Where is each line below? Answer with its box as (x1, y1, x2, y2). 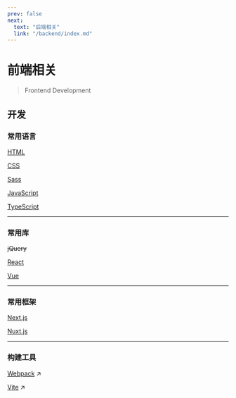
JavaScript (7, 188, 39, 197)
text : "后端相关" (13, 23, 60, 30)
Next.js (7, 313, 28, 322)
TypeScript (7, 202, 39, 211)
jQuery (7, 244, 27, 253)
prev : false (7, 10, 42, 18)
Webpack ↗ (7, 369, 41, 378)
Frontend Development (24, 86, 91, 95)
